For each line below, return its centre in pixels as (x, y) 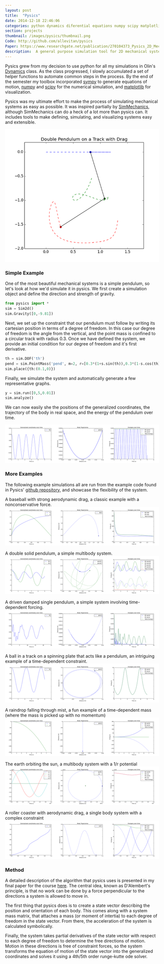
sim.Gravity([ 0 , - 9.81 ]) (29, 314)
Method (15, 870)
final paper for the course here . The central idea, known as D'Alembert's (78, 885)
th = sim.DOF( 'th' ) (25, 359)
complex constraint (24, 818)
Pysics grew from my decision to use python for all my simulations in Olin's (80, 66)
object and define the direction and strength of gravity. (60, 294)
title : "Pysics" (23, 15)
